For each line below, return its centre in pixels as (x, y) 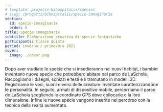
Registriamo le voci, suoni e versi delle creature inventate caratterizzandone (81, 85)
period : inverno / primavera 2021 (40, 46)
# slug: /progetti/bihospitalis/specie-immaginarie (59, 14)
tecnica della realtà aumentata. (36, 105)
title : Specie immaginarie (33, 32)
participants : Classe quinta (35, 42)
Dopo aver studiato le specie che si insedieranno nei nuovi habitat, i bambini (82, 69)
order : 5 (18, 28)
